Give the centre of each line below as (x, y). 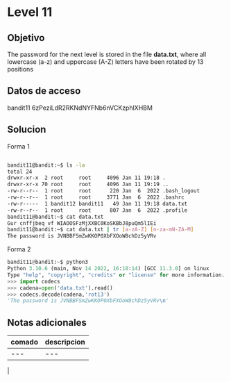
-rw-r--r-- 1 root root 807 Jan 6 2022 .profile (97, 210)
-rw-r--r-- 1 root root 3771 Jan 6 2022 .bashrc (96, 197)
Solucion (27, 130)
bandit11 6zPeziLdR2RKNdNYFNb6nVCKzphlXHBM (80, 108)
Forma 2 (19, 249)
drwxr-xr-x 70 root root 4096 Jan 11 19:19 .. (88, 185)
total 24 (20, 172)
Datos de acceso (44, 91)
